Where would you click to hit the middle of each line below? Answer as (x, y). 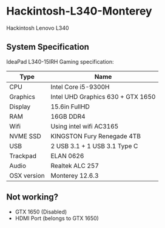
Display (20, 106)
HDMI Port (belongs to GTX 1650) (57, 218)
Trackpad (23, 156)
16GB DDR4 (68, 116)
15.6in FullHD (70, 106)
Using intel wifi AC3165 (85, 126)
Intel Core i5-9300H (80, 87)
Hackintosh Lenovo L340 (38, 28)
